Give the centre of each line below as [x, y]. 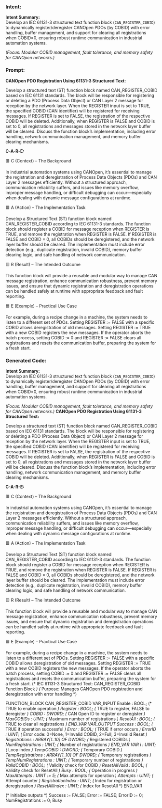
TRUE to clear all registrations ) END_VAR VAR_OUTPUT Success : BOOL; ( [79, 724]
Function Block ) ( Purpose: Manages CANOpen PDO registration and [74, 689]
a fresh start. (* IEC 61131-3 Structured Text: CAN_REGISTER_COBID [73, 683]
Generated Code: [26, 361]
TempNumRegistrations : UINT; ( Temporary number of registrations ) [74, 760]
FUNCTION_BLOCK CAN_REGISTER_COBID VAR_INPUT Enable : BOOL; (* [79, 703]
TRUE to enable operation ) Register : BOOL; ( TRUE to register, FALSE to [78, 708]
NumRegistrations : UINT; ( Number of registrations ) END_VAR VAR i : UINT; [81, 745]
